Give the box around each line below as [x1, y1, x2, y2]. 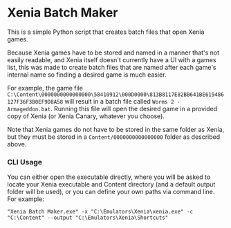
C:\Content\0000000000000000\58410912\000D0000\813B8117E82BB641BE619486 [7, 91, 225, 98]
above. [7, 140, 27, 148]
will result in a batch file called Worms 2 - [64, 97, 181, 105]
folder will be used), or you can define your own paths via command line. [7, 188, 215, 196]
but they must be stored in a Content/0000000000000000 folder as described [7, 133, 221, 141]
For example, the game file [7, 84, 83, 92]
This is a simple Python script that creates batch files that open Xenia [7, 28, 205, 36]
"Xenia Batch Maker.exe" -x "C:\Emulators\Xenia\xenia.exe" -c [7, 209, 194, 216]
